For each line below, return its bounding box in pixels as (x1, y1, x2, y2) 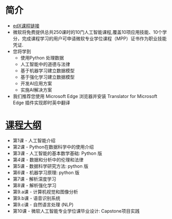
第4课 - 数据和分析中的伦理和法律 (12, 156, 84, 163)
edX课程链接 (12, 23, 40, 29)
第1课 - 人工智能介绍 (12, 137, 55, 144)
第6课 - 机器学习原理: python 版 (12, 169, 80, 175)
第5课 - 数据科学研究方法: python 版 (12, 163, 89, 169)
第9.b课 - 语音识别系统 (12, 195, 61, 201)
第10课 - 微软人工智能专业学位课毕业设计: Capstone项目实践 (12, 208, 140, 214)
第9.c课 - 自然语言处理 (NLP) (12, 201, 74, 208)
